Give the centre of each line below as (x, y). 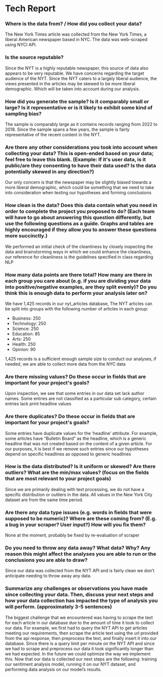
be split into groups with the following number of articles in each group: (77, 308)
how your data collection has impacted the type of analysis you (81, 601)
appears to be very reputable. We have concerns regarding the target (75, 73)
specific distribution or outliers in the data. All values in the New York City (79, 494)
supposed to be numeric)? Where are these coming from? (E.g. (81, 518)
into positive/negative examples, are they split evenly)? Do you (81, 287)
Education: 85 (26, 334)
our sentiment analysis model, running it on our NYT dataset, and (70, 664)
